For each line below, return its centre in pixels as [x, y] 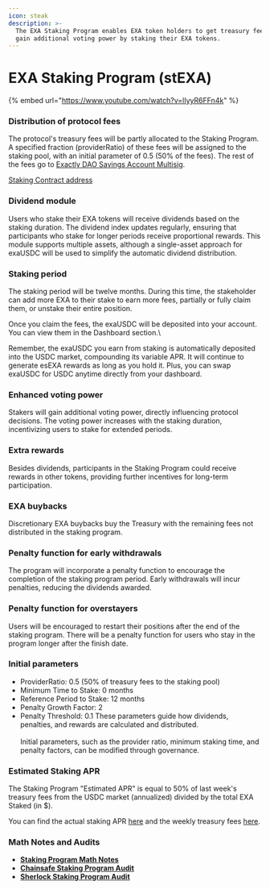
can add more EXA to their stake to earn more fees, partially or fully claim [130, 300]
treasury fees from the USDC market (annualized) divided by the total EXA [131, 797]
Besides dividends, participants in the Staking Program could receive [123, 467]
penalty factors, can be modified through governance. [109, 750]
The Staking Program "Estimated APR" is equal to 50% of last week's [123, 789]
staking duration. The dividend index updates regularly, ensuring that [123, 227]
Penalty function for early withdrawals [85, 553]
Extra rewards [36, 451]
